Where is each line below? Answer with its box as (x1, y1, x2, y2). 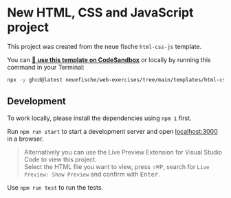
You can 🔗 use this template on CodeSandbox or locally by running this (7, 55, 211, 63)
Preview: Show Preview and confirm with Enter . (23, 170, 160, 178)
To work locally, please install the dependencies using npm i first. (7, 114, 192, 122)
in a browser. (7, 135, 44, 143)
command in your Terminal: (7, 63, 85, 71)
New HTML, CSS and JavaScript (7, 5, 194, 21)
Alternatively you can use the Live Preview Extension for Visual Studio (23, 148, 222, 156)
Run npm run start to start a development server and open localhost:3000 (7, 127, 218, 135)
